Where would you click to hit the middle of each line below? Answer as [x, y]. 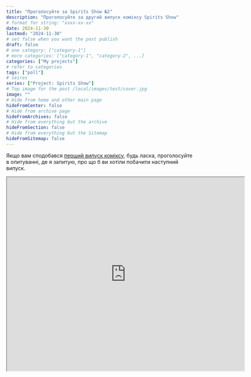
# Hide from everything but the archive [57, 122]
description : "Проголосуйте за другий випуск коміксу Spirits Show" [93, 17]
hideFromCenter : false [34, 105]
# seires [17, 78]
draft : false [22, 45]
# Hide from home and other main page [54, 100]
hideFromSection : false [36, 128]
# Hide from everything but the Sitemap [57, 133]
